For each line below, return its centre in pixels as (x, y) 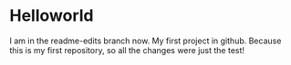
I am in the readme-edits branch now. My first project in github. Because (145, 41)
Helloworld (52, 16)
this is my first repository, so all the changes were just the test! (127, 50)
